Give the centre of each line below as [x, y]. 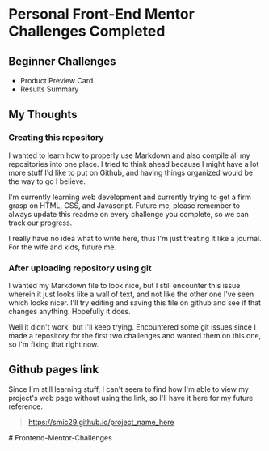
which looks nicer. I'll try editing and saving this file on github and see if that [134, 302]
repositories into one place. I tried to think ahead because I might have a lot [134, 164]
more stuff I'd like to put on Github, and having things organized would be [130, 172]
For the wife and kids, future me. [63, 247]
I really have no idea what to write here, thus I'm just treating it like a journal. [135, 238]
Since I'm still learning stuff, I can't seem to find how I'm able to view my [128, 389]
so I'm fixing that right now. [54, 344]
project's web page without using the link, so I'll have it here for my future [131, 398]
